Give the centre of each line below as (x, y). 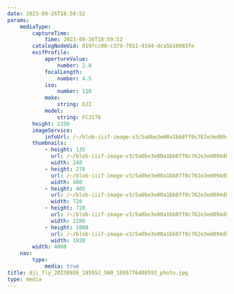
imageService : (53, 130)
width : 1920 (68, 240)
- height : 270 (65, 169)
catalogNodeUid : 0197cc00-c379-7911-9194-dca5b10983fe (114, 46)
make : (52, 98)
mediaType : (36, 26)
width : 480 (67, 182)
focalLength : (63, 72)
